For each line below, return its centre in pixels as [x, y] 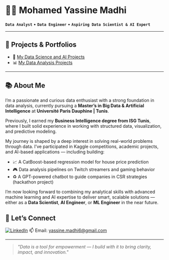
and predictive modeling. [31, 131]
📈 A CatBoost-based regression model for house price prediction [80, 162]
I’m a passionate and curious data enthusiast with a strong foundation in [80, 100]
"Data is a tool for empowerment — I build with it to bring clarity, [84, 247]
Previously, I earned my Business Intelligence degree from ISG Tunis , [78, 121]
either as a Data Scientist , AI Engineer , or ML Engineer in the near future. [82, 202]
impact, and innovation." [43, 252]
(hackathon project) [33, 182]
